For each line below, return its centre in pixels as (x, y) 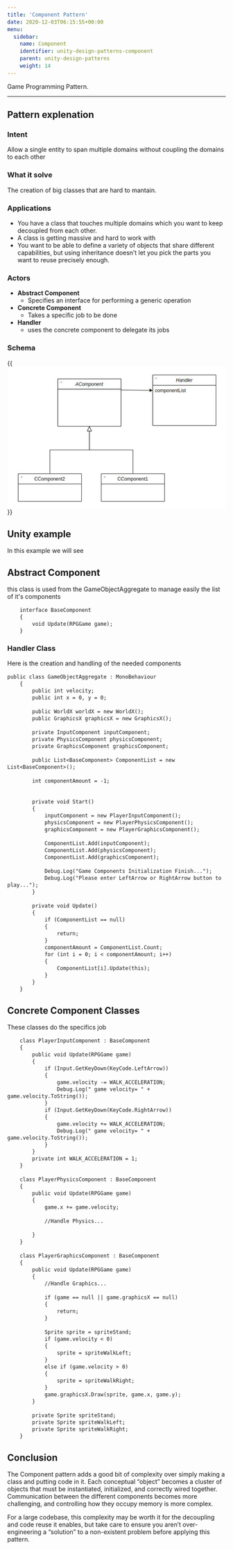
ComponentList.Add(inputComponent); (97, 844)
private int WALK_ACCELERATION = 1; (85, 1159)
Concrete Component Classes (74, 1011)
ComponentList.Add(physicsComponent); (100, 851)
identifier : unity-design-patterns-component (87, 51)
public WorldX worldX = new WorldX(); (88, 712)
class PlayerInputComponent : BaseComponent (85, 1041)
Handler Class (32, 649)
